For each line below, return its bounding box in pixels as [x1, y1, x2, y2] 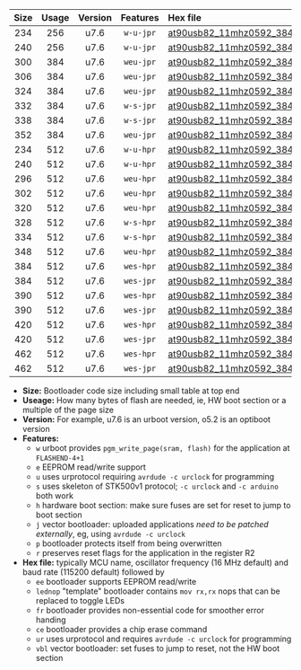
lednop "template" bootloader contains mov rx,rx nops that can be [35, 586, 280, 596]
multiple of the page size [21, 404, 115, 415]
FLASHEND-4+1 [35, 454, 85, 463]
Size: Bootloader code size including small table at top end [21, 385, 240, 396]
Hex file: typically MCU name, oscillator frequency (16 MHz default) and [21, 557, 289, 568]
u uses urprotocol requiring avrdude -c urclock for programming [35, 472, 275, 481]
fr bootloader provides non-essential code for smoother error [35, 605, 264, 615]
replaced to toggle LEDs [35, 595, 125, 605]
